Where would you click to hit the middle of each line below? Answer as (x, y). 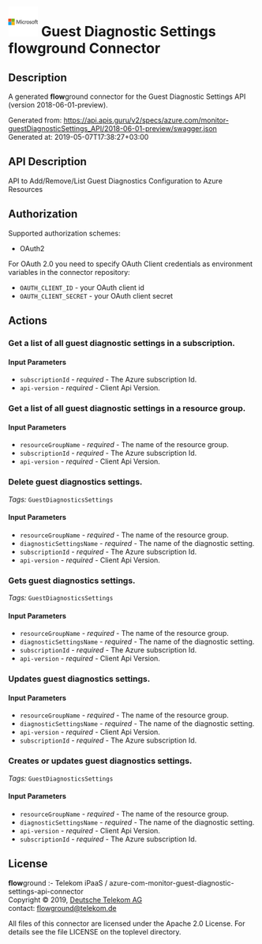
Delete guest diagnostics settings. (75, 482)
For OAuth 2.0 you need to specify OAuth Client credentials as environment (131, 264)
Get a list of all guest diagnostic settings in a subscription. (122, 343)
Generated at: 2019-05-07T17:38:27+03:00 (79, 137)
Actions (28, 321)
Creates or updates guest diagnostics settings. (100, 761)
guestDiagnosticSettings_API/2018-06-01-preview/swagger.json (112, 128)
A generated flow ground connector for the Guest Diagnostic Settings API (127, 96)
